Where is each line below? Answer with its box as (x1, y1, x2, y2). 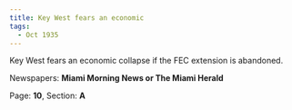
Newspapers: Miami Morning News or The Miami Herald (9, 73, 225, 84)
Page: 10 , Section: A (9, 90, 86, 101)
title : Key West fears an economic (9, 13, 145, 23)
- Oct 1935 (17, 30, 59, 39)
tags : (9, 22, 30, 31)
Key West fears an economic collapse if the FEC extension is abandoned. (9, 55, 284, 66)
